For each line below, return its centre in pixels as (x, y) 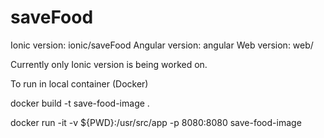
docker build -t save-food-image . (80, 103)
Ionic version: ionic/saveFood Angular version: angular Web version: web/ (162, 45)
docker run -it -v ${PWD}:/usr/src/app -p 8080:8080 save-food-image (156, 122)
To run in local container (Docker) (79, 83)
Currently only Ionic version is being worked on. (109, 64)
